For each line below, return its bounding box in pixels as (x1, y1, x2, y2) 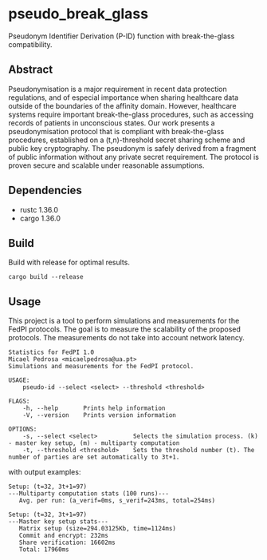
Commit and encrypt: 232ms (18, 532, 109, 540)
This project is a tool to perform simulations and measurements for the (8, 316, 240, 326)
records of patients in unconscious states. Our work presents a (8, 117, 215, 128)
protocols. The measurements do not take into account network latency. (8, 333, 245, 343)
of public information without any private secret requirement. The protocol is (8, 152, 259, 161)
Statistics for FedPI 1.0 (8, 348, 94, 356)
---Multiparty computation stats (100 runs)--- (8, 490, 170, 498)
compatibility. (8, 39, 53, 49)
